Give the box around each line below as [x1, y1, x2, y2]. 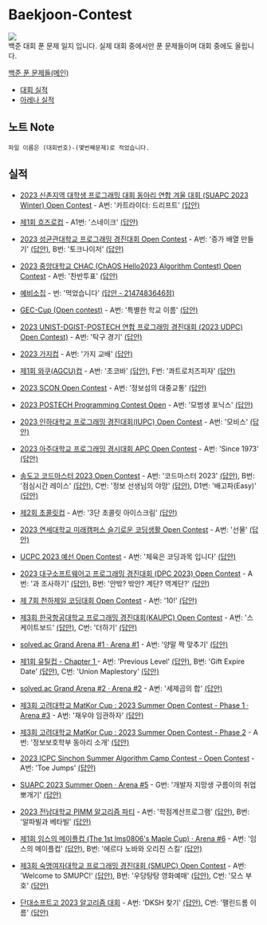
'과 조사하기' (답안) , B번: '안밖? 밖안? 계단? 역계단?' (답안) [30, 578, 210, 588]
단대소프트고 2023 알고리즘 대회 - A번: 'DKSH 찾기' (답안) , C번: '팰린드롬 [19, 897, 249, 907]
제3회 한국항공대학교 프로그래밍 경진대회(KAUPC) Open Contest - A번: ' [19, 613, 247, 622]
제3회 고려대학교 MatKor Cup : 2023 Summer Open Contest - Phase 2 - [19, 727, 252, 736]
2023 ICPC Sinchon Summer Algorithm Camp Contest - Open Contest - [19, 753, 255, 763]
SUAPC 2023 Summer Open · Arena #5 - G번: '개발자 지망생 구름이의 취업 [19, 780, 257, 789]
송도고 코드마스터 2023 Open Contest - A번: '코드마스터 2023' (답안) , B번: [19, 470, 255, 480]
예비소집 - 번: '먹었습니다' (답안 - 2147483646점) [19, 288, 175, 297]
